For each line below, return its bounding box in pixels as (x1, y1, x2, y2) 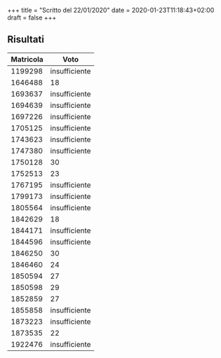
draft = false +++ (7, 13, 57, 22)
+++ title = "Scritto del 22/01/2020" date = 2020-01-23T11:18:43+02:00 (7, 6, 215, 14)
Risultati (7, 34, 44, 46)
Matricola (11, 54, 43, 64)
